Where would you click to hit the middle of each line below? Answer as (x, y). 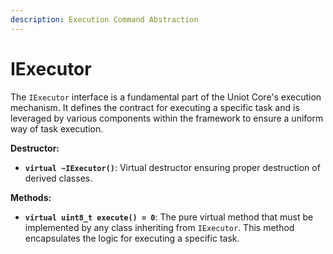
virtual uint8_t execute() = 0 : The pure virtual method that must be (169, 217)
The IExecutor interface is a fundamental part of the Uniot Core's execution (166, 97)
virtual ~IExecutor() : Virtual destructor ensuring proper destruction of (172, 167)
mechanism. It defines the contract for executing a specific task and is (155, 107)
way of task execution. (57, 128)
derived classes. (58, 178)
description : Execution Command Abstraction (104, 19)
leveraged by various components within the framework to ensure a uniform (167, 118)
